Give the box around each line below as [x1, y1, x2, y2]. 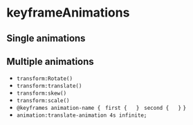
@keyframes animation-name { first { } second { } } [16, 105, 187, 112]
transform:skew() [16, 90, 67, 97]
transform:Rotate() [16, 75, 73, 82]
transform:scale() [16, 97, 70, 104]
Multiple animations [6, 55, 94, 67]
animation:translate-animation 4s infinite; [16, 112, 147, 119]
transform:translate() [16, 83, 82, 90]
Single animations [6, 32, 86, 44]
